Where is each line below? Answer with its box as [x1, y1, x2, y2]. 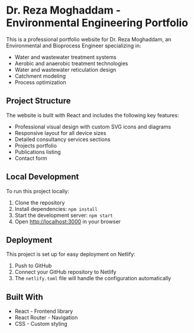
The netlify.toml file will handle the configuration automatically [14, 275, 172, 282]
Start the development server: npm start [14, 212, 114, 219]
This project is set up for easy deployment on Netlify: [6, 251, 136, 258]
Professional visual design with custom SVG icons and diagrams [14, 123, 172, 130]
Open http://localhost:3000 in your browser [14, 217, 121, 225]
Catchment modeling [14, 72, 66, 79]
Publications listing [14, 148, 61, 155]
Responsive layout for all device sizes [14, 129, 106, 136]
